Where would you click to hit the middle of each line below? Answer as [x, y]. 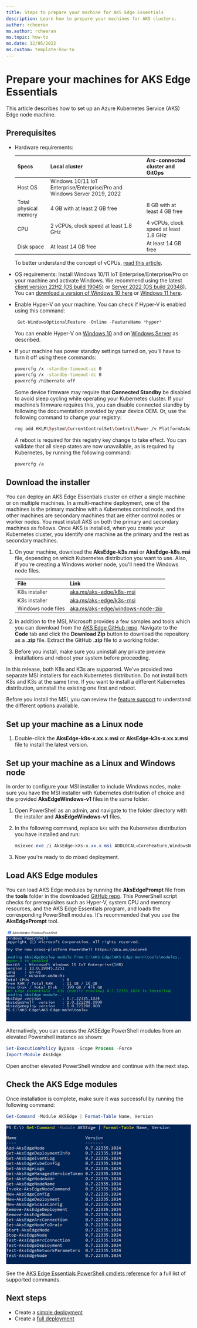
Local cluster [67, 167]
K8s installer [33, 592]
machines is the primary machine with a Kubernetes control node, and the [95, 509]
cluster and [161, 167]
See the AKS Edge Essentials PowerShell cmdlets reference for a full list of [96, 1273]
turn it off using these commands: [55, 357]
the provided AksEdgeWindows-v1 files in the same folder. [78, 799]
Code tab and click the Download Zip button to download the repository [102, 634]
